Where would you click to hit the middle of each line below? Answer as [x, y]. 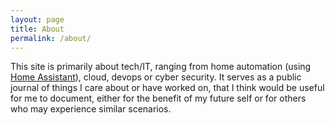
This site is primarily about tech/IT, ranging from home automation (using [161, 67]
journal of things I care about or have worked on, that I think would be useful [167, 88]
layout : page [37, 19]
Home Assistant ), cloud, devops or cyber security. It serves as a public [156, 77]
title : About [37, 29]
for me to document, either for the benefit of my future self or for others [158, 98]
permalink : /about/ [51, 38]
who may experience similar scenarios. [91, 109]
